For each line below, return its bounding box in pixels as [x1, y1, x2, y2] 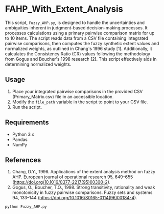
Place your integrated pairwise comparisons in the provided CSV [12, 88, 143, 94]
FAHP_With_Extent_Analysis [5, 3, 123, 15]
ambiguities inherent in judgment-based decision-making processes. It [5, 24, 148, 30]
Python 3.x [12, 131, 34, 137]
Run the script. [12, 104, 42, 110]
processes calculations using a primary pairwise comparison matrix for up [5, 30, 155, 36]
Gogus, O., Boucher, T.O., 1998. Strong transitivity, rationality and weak [12, 185, 155, 190]
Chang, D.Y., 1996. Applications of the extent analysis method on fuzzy [12, 169, 156, 175]
